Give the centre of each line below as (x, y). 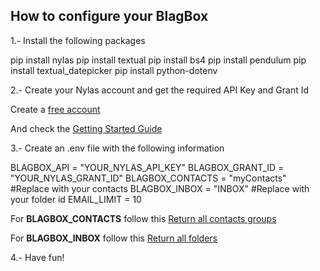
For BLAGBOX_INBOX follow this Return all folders (114, 238)
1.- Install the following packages (78, 40)
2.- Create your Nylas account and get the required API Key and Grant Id (160, 90)
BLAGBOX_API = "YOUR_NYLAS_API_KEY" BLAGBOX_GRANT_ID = (147, 167)
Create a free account (55, 109)
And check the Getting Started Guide (86, 128)
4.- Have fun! (37, 257)
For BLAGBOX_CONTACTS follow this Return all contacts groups (143, 218)
